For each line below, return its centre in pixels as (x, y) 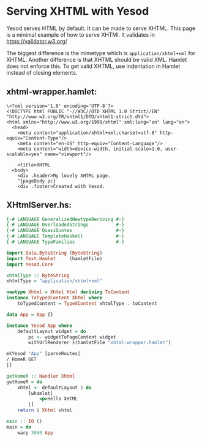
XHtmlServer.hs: (39, 205)
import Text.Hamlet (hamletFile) (54, 258)
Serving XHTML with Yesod (78, 11)
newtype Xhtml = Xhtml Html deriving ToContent (68, 292)
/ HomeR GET (21, 359)
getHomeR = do (24, 382)
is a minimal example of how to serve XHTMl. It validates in (80, 34)
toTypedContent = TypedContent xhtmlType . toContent (87, 304)
